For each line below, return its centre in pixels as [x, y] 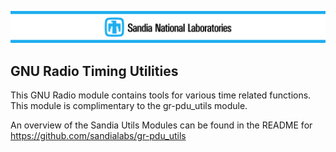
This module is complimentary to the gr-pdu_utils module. [129, 105]
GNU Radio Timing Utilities [94, 71]
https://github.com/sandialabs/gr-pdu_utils [98, 135]
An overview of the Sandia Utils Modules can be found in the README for [161, 125]
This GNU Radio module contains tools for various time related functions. [161, 95]
